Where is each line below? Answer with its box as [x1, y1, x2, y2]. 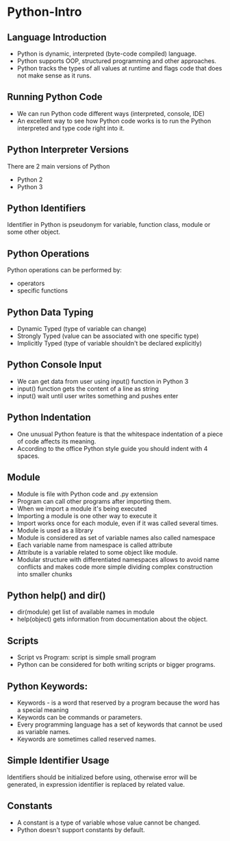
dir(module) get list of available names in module [16, 608, 155, 616]
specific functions [16, 287, 68, 295]
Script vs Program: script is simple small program [16, 653, 156, 661]
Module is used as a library [16, 526, 94, 535]
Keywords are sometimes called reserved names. [16, 735, 156, 743]
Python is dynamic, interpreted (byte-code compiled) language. [16, 49, 197, 58]
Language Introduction [7, 32, 107, 43]
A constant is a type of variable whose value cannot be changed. [16, 818, 201, 827]
